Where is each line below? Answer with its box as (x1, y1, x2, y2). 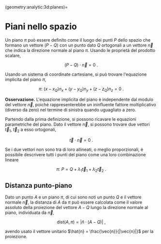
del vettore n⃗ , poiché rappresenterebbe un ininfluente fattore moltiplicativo (5, 101, 156, 107)
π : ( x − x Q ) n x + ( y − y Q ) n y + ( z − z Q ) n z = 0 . (38, 86, 124, 93)
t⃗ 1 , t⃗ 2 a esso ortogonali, (5, 126, 57, 133)
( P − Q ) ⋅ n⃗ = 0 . (64, 62, 98, 67)
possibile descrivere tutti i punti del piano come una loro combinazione (5, 151, 146, 157)
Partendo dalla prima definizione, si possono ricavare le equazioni (5, 116, 136, 122)
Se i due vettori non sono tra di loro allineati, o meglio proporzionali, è (5, 146, 144, 152)
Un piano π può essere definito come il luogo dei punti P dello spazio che (5, 37, 151, 43)
